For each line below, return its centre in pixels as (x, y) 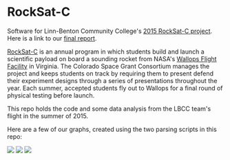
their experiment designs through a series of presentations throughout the (112, 80)
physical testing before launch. (51, 95)
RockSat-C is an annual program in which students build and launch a (106, 52)
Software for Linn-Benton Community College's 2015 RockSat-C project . (110, 31)
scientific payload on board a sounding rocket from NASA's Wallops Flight (112, 58)
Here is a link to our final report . (52, 38)
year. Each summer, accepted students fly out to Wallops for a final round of (115, 88)
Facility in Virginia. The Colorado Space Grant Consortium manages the (108, 66)
